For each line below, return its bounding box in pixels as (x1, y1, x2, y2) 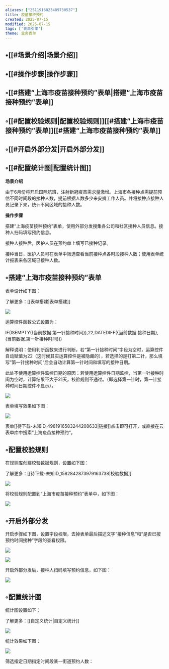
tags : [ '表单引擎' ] (5, 26, 43, 31)
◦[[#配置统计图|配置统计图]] (5, 164, 92, 172)
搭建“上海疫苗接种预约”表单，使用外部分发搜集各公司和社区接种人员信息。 (5, 223, 159, 229)
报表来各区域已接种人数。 (9, 257, 63, 263)
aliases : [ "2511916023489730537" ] (5, 7, 78, 13)
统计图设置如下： (5, 607, 41, 613)
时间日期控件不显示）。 (9, 382, 56, 388)
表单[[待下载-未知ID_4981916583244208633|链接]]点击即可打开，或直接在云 (5, 423, 164, 429)
